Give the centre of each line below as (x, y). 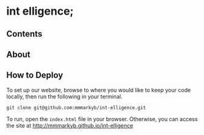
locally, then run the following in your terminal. (64, 97)
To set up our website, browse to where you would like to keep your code (99, 90)
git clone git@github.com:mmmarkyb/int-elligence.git (76, 108)
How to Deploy (35, 75)
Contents (24, 34)
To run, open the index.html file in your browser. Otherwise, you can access (102, 119)
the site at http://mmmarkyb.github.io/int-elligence (70, 125)
